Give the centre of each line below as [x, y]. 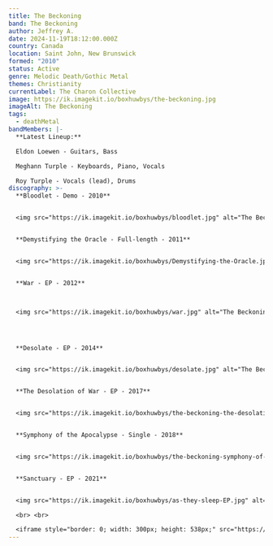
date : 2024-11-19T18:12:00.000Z [63, 39]
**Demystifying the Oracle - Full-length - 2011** [103, 240]
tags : [17, 115]
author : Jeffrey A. [41, 31]
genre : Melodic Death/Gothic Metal [69, 76]
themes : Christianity [45, 84]
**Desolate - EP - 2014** [60, 348]
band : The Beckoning [43, 24]
